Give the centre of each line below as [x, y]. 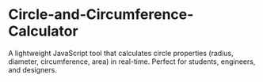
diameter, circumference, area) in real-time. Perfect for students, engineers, [132, 61]
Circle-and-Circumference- [101, 15]
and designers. [32, 69]
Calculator [43, 31]
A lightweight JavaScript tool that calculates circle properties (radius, [121, 53]
